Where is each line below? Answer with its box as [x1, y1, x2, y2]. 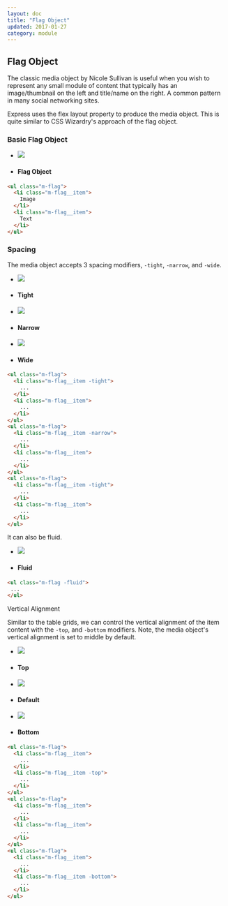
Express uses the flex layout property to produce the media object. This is [7, 110, 220, 119]
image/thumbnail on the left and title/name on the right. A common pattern [7, 89, 221, 98]
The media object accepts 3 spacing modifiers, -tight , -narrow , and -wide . [7, 260, 222, 269]
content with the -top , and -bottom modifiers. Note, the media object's [7, 625, 209, 634]
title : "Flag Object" [7, 17, 70, 24]
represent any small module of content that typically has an [7, 82, 178, 90]
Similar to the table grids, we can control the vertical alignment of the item [7, 618, 220, 627]
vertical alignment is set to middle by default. [7, 633, 137, 641]
